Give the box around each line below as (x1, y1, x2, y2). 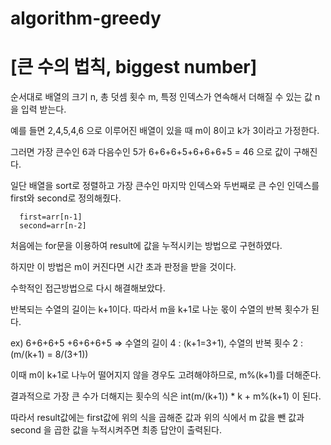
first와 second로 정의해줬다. (10, 192, 122, 204)
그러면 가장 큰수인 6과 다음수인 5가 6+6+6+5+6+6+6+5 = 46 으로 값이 (10, 146, 292, 158)
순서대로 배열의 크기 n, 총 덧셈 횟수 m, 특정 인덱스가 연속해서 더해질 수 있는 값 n (10, 91, 321, 103)
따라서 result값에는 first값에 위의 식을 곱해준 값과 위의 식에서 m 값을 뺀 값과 (10, 412, 305, 424)
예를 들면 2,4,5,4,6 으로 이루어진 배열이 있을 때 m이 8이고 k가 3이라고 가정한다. (10, 125, 320, 137)
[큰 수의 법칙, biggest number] (10, 56, 258, 79)
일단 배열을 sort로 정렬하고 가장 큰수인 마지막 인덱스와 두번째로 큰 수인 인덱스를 (10, 180, 320, 192)
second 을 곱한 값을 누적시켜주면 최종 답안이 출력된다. (10, 424, 222, 436)
